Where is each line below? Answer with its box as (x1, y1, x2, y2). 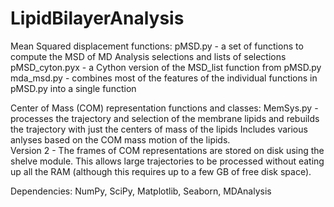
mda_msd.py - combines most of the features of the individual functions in (10, 72, 318, 84)
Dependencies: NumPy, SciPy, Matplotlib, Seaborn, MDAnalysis (10, 185, 272, 197)
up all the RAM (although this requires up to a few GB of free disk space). (10, 165, 312, 177)
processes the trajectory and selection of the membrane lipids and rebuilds (10, 112, 320, 124)
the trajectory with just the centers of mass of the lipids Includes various (10, 123, 308, 135)
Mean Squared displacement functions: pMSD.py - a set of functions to (10, 40, 304, 52)
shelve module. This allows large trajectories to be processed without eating (10, 155, 325, 167)
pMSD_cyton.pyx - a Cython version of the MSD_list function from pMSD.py (10, 61, 322, 73)
